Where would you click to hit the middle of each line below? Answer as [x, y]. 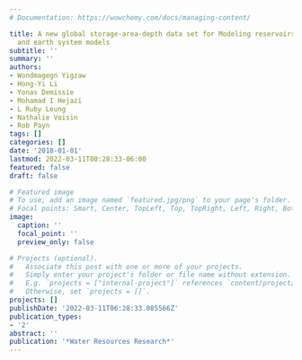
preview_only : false [56, 242]
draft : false [34, 176]
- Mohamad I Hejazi [46, 101]
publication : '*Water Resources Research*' [92, 342]
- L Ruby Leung [38, 109]
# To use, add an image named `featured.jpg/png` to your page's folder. [151, 200]
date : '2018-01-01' [46, 151]
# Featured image [42, 192]
